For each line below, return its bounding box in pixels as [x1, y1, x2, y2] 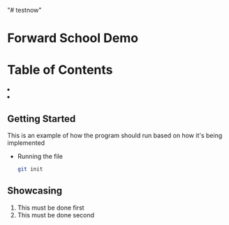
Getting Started [7, 113, 76, 125]
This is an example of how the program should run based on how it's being [7, 131, 223, 139]
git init [17, 165, 43, 173]
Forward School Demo [7, 31, 138, 46]
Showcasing [7, 185, 63, 197]
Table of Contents [7, 62, 113, 78]
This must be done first [17, 203, 85, 212]
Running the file [17, 152, 63, 160]
